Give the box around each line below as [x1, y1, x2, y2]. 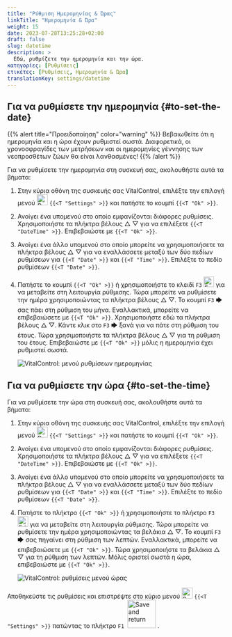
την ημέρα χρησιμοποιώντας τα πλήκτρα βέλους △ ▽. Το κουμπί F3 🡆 [17, 296, 222, 304]
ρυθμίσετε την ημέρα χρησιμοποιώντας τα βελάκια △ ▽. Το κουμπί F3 [17, 528, 221, 536]
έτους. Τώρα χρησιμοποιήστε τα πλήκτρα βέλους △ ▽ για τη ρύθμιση [17, 331, 220, 340]
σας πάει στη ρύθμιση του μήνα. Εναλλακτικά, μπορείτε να [17, 306, 189, 314]
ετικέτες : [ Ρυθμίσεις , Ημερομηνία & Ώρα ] [7, 68, 129, 75]
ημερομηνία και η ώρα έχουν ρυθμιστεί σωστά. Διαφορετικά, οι [7, 137, 191, 146]
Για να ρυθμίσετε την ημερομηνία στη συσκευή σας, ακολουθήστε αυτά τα [7, 166, 224, 174]
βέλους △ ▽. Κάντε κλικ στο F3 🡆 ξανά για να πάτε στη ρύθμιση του [17, 321, 219, 329]
